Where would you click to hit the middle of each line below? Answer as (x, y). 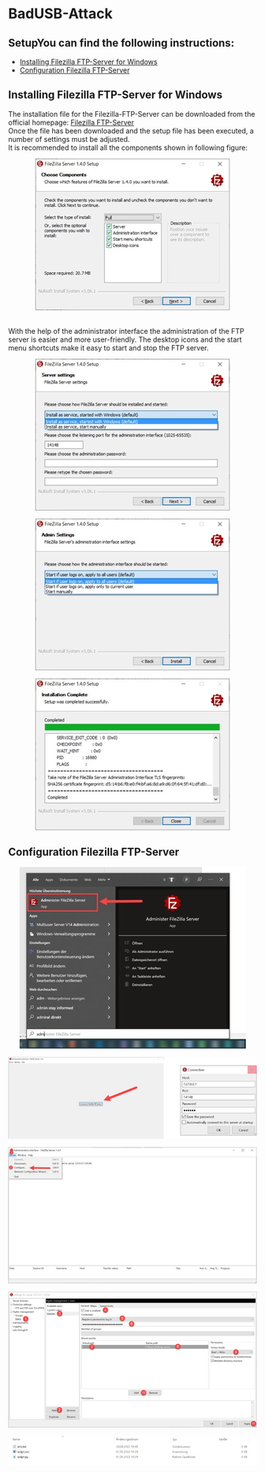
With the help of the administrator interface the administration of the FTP (126, 331)
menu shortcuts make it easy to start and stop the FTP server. (108, 347)
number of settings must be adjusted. (69, 139)
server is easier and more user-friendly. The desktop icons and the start (125, 339)
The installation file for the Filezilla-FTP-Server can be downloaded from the (132, 114)
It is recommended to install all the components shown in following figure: (128, 148)
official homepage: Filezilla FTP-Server (71, 122)
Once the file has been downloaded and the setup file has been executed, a (131, 130)
